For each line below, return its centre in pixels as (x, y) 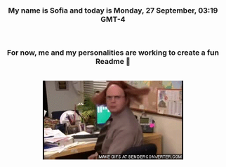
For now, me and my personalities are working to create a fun (113, 53)
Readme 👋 (113, 62)
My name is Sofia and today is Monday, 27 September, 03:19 (113, 11)
